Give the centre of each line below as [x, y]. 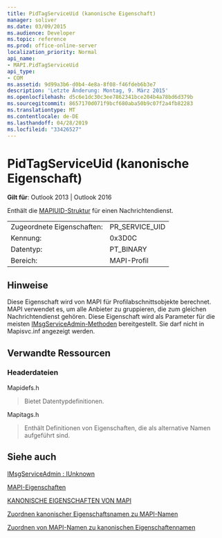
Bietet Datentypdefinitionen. [64, 401]
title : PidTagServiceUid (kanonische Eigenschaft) [82, 13]
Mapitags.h [23, 414]
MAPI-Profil [129, 261]
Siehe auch [32, 457]
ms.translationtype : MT [41, 110]
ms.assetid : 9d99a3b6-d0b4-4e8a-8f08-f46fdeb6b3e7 [82, 84]
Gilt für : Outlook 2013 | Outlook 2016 [59, 197]
